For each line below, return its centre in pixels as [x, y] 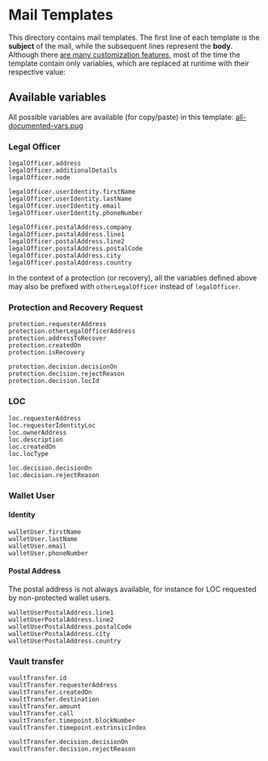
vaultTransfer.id [38, 678]
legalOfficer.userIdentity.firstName [72, 192]
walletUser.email [38, 546]
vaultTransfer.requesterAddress [63, 686]
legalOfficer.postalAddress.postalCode [76, 249]
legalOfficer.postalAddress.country [70, 263]
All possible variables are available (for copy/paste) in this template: [121, 117]
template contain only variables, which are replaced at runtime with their [129, 63]
